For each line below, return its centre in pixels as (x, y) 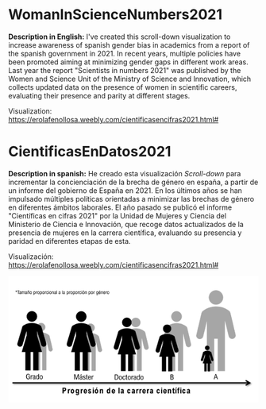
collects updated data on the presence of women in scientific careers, (123, 87)
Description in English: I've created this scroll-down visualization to (120, 37)
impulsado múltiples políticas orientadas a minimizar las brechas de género (131, 199)
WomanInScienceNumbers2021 (115, 15)
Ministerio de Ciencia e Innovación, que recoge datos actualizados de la (126, 224)
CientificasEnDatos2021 (90, 152)
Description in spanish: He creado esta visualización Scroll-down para (125, 173)
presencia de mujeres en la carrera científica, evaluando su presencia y (125, 233)
